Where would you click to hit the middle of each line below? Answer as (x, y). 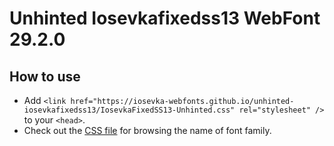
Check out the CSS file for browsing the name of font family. (147, 130)
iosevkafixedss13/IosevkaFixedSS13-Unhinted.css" (129, 110)
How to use (45, 76)
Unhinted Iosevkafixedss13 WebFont (165, 18)
